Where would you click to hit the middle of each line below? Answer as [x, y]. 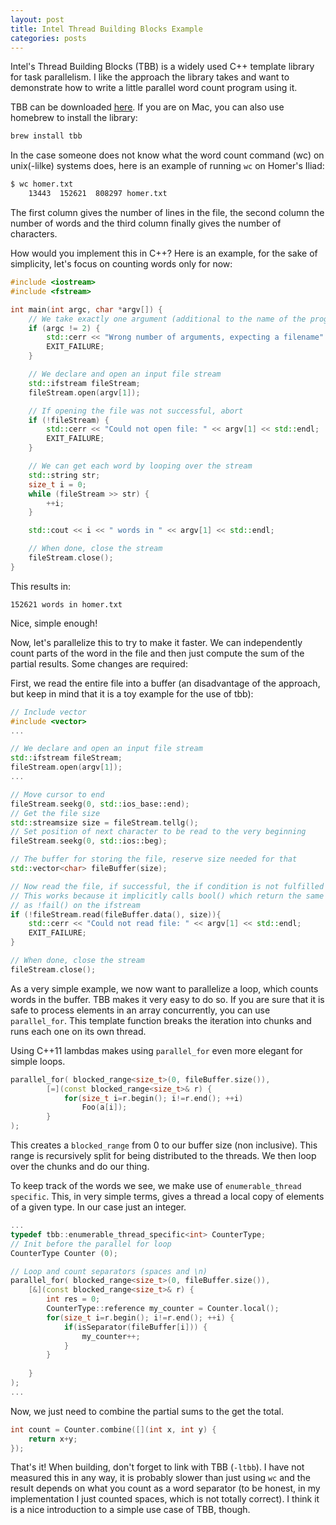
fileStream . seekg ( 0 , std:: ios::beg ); [89, 841]
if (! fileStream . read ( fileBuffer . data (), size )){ [116, 914]
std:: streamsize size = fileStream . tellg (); [104, 822]
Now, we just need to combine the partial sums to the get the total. [147, 1411]
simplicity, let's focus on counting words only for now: [121, 264]
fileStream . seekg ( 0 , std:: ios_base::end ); [100, 804]
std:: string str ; [64, 475]
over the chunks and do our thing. [80, 1166]
